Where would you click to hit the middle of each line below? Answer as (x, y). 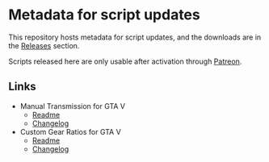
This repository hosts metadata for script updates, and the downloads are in (135, 37)
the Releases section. (44, 45)
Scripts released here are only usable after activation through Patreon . (125, 61)
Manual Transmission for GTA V (73, 106)
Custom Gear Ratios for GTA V (70, 131)
